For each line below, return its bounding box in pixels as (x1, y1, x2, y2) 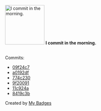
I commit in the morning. (45, 40, 97, 46)
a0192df (12, 70, 29, 75)
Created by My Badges (5, 100, 51, 106)
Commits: (5, 55, 25, 61)
